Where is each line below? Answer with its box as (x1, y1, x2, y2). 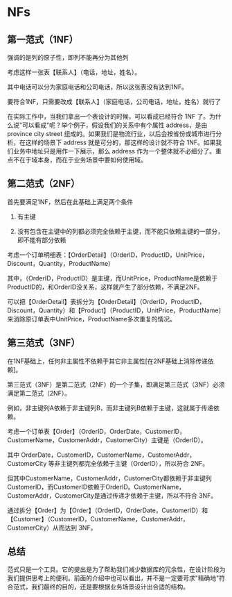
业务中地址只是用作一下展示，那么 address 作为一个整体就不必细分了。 (12, 147, 216, 155)
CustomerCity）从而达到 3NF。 (7, 523, 97, 532)
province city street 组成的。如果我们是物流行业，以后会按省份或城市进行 (7, 130, 216, 137)
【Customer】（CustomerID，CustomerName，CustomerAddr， (7, 514, 189, 523)
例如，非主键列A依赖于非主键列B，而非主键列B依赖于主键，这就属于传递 (7, 403, 213, 412)
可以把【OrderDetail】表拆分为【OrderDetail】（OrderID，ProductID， (7, 297, 206, 305)
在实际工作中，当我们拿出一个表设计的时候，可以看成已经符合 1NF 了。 (7, 112, 210, 120)
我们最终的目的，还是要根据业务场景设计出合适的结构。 (30, 582, 189, 591)
